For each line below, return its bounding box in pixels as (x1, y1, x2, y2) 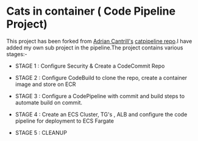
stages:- (6, 50, 27, 57)
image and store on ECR (15, 81, 76, 88)
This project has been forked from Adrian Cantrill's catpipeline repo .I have (6, 37, 193, 45)
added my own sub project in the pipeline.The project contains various (6, 44, 183, 51)
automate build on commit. (15, 99, 83, 106)
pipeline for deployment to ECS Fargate (15, 117, 115, 125)
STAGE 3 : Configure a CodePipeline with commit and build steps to (15, 92, 185, 99)
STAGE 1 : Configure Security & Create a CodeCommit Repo (15, 62, 165, 70)
